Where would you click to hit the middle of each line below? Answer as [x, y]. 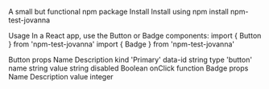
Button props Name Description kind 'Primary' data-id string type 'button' [130, 60]
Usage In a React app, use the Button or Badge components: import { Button [135, 36]
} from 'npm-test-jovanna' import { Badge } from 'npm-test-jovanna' [122, 44]
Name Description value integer [61, 77]
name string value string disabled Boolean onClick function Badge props [128, 68]
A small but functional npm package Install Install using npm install [119, 12]
